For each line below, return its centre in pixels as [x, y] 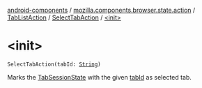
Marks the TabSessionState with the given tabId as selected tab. [99, 77]
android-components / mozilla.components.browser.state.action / [101, 10]
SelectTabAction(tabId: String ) [54, 64]
